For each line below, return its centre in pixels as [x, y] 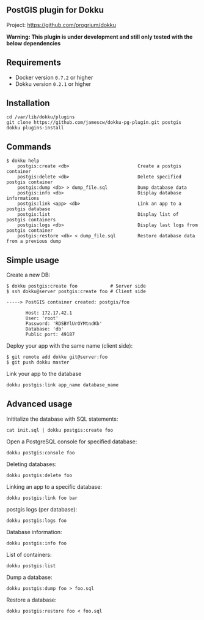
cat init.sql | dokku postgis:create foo [60, 430]
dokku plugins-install [35, 128]
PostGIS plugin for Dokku [55, 10]
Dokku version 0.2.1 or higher [53, 84]
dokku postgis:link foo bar [42, 498]
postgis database [28, 209]
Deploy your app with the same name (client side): [70, 346]
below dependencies [34, 43]
